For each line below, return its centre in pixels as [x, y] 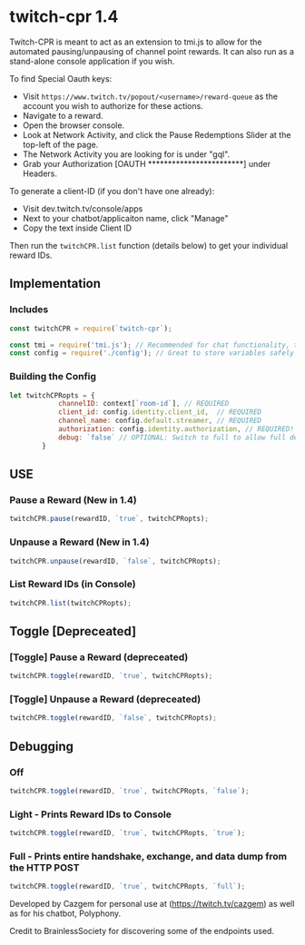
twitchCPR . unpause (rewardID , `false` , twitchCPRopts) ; [115, 561]
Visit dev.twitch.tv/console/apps [83, 208]
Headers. [39, 173]
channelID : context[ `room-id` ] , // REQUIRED [143, 404]
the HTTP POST [44, 867]
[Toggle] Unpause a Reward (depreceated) [105, 699]
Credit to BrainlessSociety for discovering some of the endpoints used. [142, 931]
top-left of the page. [60, 144]
